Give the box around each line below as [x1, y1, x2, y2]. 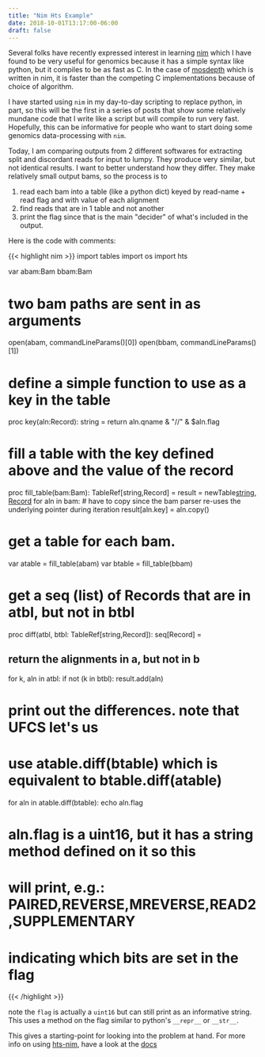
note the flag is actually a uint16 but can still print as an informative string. [8, 1007, 252, 1017]
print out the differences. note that [8, 701, 240, 720]
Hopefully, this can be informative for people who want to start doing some [8, 122, 253, 132]
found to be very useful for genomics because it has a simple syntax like [8, 56, 244, 66]
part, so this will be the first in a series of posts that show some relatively [8, 106, 246, 115]
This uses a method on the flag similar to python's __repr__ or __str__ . [8, 1016, 239, 1025]
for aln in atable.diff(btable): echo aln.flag [8, 798, 144, 807]
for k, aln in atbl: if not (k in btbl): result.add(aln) [8, 674, 164, 683]
